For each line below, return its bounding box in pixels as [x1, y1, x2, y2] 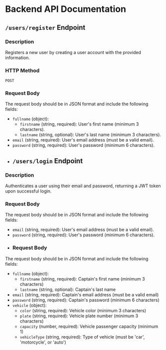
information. [5, 55, 30, 61]
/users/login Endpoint [12, 156, 83, 165]
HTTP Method [5, 67, 40, 74]
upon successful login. [5, 188, 52, 194]
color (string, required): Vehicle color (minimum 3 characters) [19, 307, 147, 313]
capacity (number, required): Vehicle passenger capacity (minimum [19, 323, 158, 329]
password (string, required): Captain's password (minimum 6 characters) [12, 297, 160, 303]
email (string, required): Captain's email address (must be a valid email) [12, 291, 159, 297]
